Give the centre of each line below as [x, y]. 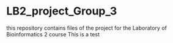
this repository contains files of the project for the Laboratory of [86, 28]
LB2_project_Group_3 [62, 11]
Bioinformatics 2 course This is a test [53, 34]
